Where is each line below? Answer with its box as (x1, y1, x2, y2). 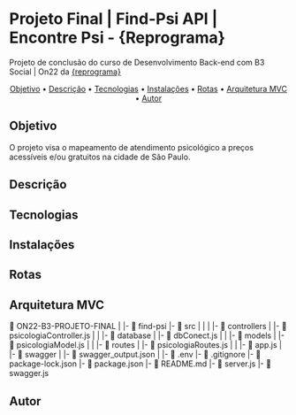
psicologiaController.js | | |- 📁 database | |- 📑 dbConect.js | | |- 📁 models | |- (9, 330, 285, 341)
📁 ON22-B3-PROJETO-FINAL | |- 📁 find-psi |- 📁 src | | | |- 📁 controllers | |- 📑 (9, 321, 287, 332)
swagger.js (9, 368, 49, 379)
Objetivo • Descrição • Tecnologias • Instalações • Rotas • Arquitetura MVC (10, 83, 287, 94)
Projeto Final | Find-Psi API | (9, 9, 218, 29)
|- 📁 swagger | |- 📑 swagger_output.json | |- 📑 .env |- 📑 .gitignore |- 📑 (9, 350, 262, 360)
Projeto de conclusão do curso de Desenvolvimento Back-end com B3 (9, 57, 265, 67)
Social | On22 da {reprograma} (9, 66, 121, 77)
